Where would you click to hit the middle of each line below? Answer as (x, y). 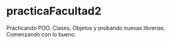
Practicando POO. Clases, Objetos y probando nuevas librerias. (86, 28)
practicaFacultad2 (54, 11)
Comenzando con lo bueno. (41, 34)
